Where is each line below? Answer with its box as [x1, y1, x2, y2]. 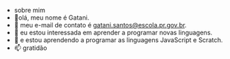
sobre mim [13, 6, 46, 14]
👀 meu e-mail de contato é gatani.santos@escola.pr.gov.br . [13, 21, 187, 29]
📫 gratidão [13, 44, 47, 52]
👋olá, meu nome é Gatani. [13, 13, 90, 22]
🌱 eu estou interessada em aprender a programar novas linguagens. [13, 28, 213, 37]
